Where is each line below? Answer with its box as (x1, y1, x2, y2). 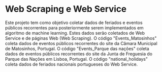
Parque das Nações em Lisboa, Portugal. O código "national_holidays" (5, 56, 148, 62)
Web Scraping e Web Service (5, 3, 127, 15)
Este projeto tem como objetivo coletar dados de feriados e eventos (5, 20, 143, 25)
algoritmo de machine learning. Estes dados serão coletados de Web (5, 30, 145, 36)
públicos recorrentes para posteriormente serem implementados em (5, 24, 144, 30)
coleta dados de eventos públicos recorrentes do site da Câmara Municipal (5, 40, 158, 46)
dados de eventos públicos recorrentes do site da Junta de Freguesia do (5, 50, 153, 57)
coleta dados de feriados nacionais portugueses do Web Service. (5, 61, 138, 67)
